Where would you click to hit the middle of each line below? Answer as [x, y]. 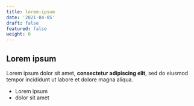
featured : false [27, 29]
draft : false [23, 23]
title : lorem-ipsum [31, 12]
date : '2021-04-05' [31, 17]
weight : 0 [19, 34]
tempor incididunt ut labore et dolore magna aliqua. [70, 79]
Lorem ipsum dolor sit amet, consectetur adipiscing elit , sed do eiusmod [97, 73]
